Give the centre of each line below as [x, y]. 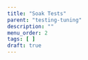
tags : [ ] [21, 39]
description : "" [30, 26]
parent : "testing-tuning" [44, 20]
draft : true [24, 46]
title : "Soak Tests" [37, 13]
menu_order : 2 [28, 33]
